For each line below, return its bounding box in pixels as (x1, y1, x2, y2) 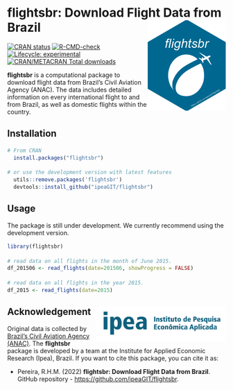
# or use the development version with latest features (7, 169, 172, 176)
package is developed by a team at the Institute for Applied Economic (7, 346, 206, 355)
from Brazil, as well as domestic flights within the (7, 100, 147, 108)
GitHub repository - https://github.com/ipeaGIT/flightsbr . (17, 375, 179, 383)
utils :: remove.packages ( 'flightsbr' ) (13, 176, 123, 183)
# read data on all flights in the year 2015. (7, 280, 144, 287)
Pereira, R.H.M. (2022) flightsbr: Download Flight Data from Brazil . (17, 367, 211, 375)
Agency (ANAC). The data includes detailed (7, 85, 132, 94)
